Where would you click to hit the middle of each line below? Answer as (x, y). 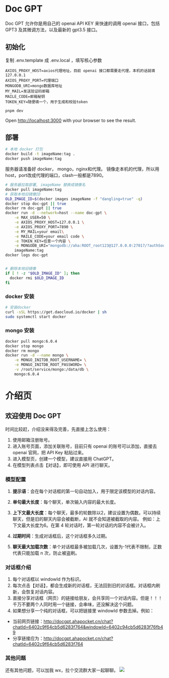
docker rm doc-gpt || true (33, 208)
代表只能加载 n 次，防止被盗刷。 (46, 553)
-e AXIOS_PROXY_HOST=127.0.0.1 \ (49, 222)
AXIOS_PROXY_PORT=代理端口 (32, 80)
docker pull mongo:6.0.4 (31, 341)
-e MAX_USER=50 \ (32, 218)
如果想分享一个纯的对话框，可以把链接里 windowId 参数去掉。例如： (83, 611)
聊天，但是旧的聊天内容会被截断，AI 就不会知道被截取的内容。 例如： (84, 519)
